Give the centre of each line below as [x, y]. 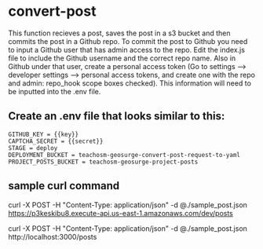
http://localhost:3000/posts [53, 236]
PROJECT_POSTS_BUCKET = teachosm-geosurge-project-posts [103, 162]
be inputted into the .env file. [55, 91]
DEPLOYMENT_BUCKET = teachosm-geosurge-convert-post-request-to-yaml [124, 155]
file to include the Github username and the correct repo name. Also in [122, 58]
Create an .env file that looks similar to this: [117, 116]
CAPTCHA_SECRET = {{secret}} [56, 141]
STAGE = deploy [33, 148]
